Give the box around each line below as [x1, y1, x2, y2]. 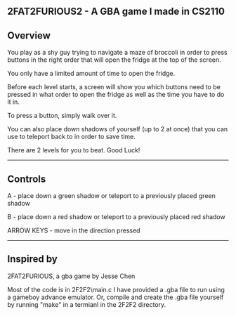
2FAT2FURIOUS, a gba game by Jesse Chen [7, 272, 136, 280]
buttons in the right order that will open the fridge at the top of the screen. [7, 55, 221, 64]
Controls [7, 173, 46, 185]
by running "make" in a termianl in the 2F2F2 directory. [7, 300, 166, 308]
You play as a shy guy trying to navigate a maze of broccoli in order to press [7, 48, 228, 57]
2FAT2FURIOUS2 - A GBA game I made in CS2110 [7, 6, 225, 18]
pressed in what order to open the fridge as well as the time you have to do [7, 91, 225, 99]
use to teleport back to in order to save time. [7, 133, 136, 141]
